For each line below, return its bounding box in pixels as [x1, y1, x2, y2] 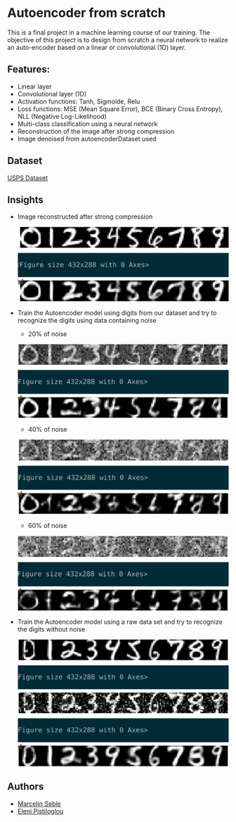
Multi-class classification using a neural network [17, 120, 158, 128]
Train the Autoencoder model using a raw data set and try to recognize [17, 617, 223, 626]
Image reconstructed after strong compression [17, 212, 153, 221]
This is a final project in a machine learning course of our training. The [7, 28, 211, 37]
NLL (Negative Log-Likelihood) [17, 112, 107, 120]
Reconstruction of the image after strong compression [17, 127, 175, 135]
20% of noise [27, 329, 67, 338]
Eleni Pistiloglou [17, 807, 64, 815]
